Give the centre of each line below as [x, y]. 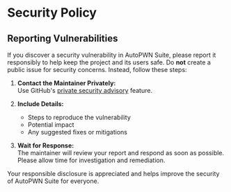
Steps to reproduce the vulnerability [79, 117]
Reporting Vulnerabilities [63, 38]
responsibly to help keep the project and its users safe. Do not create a [109, 62]
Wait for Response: [46, 146]
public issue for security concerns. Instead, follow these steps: [97, 70]
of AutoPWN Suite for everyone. [53, 181]
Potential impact [51, 125]
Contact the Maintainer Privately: [66, 83]
